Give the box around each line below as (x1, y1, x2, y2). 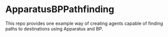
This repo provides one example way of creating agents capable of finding (5, 20, 163, 26)
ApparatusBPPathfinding (5, 4, 115, 15)
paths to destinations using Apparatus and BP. (5, 25, 104, 31)
